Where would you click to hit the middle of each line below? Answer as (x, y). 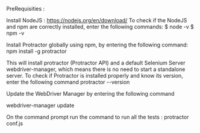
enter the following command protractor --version (68, 82)
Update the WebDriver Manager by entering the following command (90, 94)
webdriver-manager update (40, 105)
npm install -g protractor (37, 51)
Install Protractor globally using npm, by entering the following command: (97, 45)
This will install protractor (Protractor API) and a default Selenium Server (96, 63)
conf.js (14, 123)
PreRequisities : (26, 9)
